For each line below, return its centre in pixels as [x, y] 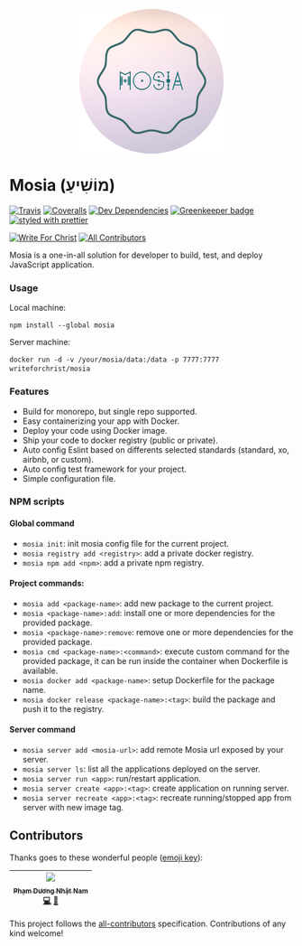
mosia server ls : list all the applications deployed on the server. [142, 769]
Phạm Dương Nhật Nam [50, 891]
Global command [42, 523]
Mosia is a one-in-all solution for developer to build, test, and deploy [136, 255]
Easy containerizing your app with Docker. [101, 421]
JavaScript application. [52, 264]
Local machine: [37, 308]
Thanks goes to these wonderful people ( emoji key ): [106, 857]
